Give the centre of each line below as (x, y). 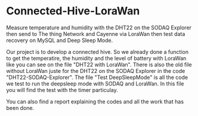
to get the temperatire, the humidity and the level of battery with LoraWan (96, 58)
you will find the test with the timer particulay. (62, 90)
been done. (20, 108)
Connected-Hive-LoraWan (73, 11)
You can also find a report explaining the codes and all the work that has (95, 101)
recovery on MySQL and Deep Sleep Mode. (60, 40)
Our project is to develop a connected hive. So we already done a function (98, 51)
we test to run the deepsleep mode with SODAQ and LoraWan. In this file (95, 83)
